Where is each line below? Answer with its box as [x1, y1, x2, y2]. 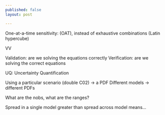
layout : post [5, 12, 33, 17]
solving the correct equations [5, 60, 66, 66]
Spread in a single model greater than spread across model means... [5, 104, 146, 110]
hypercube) [5, 35, 29, 41]
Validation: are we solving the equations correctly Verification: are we [5, 54, 149, 60]
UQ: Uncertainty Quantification [5, 69, 69, 75]
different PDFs [5, 84, 35, 90]
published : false [5, 7, 42, 12]
